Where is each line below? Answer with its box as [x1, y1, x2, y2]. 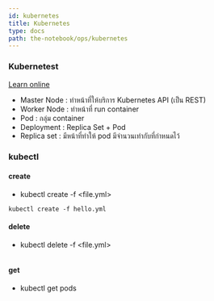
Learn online [8, 79, 50, 89]
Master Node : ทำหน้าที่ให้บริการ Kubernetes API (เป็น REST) [19, 94, 207, 105]
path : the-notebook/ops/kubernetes [8, 34, 128, 43]
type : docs [8, 27, 45, 35]
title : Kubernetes [8, 19, 70, 27]
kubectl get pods [19, 283, 77, 293]
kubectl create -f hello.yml [8, 205, 107, 213]
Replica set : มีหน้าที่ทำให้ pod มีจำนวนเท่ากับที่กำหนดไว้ [19, 131, 180, 140]
